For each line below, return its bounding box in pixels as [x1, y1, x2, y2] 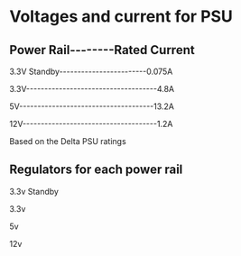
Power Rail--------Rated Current [9, 42, 196, 58]
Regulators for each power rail [9, 162, 183, 178]
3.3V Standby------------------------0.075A [9, 66, 173, 77]
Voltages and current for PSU [9, 6, 233, 27]
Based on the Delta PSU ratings [9, 136, 126, 146]
